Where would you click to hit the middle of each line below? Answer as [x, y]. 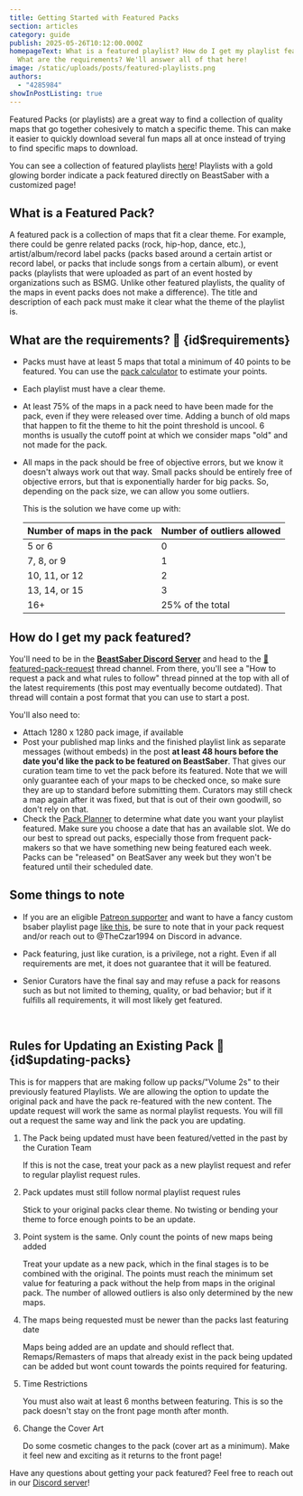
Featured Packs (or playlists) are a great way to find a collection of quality [146, 119]
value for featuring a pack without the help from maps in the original [149, 1283]
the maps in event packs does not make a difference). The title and [133, 292]
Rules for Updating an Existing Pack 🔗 [117, 1046]
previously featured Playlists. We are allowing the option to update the [139, 1091]
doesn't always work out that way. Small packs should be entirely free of [157, 472]
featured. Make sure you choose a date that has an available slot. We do [156, 828]
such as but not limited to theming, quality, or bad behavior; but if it [147, 990]
